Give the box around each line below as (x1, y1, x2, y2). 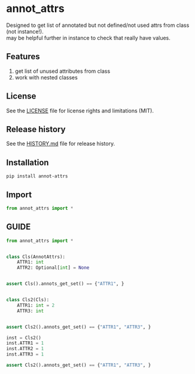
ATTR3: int (17, 308, 44, 314)
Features (6, 51, 40, 62)
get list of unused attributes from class (14, 68, 111, 75)
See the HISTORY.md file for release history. (6, 140, 115, 148)
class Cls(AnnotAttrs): (6, 253, 66, 260)
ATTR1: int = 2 (17, 302, 55, 308)
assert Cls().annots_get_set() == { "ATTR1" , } (6, 281, 124, 287)
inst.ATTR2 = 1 (6, 346, 44, 352)
